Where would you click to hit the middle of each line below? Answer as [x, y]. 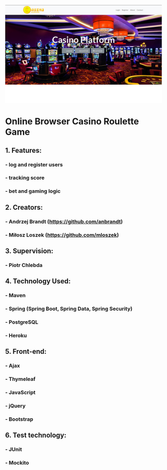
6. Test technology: [36, 435]
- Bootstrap [19, 419]
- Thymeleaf [20, 379]
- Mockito [17, 463]
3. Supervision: [29, 251]
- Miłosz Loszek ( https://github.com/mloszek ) [62, 235]
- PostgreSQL [22, 322]
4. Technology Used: [38, 281]
